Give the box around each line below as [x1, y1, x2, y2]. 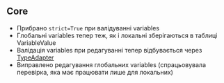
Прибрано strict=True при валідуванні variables [16, 24, 160, 32]
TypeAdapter [16, 53, 54, 62]
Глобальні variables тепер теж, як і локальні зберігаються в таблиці [16, 31, 218, 39]
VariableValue [16, 38, 56, 47]
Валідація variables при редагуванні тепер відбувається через [16, 46, 202, 54]
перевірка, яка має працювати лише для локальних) [16, 68, 173, 76]
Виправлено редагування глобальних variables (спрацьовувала [16, 60, 207, 68]
